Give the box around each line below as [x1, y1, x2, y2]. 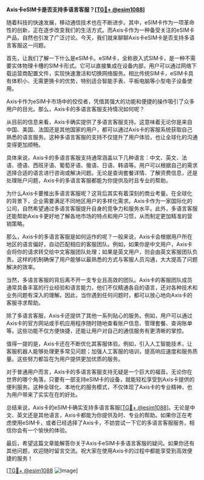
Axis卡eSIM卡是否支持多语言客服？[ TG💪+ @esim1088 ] [6, 6, 145, 13]
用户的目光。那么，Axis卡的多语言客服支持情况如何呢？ [6, 106, 145, 112]
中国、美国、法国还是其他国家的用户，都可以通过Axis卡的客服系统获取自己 [6, 126, 193, 133]
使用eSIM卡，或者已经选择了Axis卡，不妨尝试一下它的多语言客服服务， [11, 419, 189, 426]
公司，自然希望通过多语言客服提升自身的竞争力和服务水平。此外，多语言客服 [6, 205, 198, 212]
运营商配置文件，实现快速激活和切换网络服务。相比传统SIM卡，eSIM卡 [11, 70, 188, 77]
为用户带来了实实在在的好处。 [6, 391, 81, 398]
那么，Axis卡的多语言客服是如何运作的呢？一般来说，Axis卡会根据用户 [6, 233, 182, 240]
